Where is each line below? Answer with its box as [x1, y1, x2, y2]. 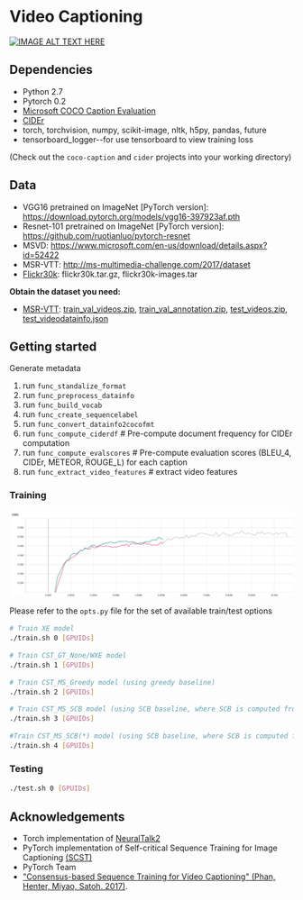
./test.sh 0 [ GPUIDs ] [9, 784, 91, 794]
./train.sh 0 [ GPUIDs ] [9, 633, 95, 643]
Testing [9, 762, 43, 775]
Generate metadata [9, 363, 81, 374]
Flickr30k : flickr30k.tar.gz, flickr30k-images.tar [22, 268, 198, 279]
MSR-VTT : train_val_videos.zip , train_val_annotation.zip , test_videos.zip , [22, 304, 289, 314]
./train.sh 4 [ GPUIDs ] [9, 741, 95, 750]
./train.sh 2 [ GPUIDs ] [9, 687, 95, 696]
